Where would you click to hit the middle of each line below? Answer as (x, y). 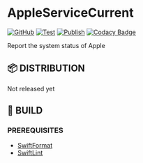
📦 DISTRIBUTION (46, 69)
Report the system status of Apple (57, 45)
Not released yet (31, 88)
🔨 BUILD (25, 110)
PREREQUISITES (36, 130)
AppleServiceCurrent (70, 13)
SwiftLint (30, 153)
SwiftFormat (35, 146)
